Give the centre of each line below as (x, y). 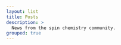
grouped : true (24, 33)
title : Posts (22, 17)
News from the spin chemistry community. (64, 28)
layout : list (22, 11)
